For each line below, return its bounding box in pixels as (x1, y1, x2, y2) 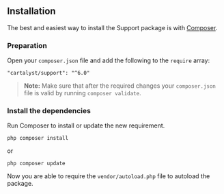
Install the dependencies (7, 106, 91, 116)
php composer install (7, 135, 69, 142)
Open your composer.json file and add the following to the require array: (7, 56, 210, 64)
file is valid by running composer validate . (23, 89, 141, 97)
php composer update (7, 160, 66, 167)
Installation (7, 5, 56, 17)
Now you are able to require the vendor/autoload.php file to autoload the (7, 172, 210, 180)
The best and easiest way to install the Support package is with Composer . (7, 23, 218, 32)
